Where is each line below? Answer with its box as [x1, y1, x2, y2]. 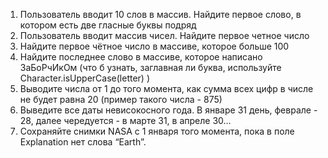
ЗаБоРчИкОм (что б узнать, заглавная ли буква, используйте [19, 62, 282, 73]
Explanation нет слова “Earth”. [19, 136, 147, 148]
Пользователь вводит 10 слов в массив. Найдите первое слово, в [19, 9, 302, 20]
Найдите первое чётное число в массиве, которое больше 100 [19, 40, 290, 52]
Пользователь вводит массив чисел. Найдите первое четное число [19, 30, 310, 41]
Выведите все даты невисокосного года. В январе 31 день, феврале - [19, 104, 318, 116]
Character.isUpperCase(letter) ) [19, 72, 151, 84]
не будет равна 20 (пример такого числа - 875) [19, 94, 223, 105]
